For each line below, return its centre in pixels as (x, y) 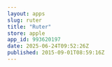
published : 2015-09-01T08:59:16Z (56, 53)
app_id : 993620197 (34, 40)
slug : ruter (24, 20)
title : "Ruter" (29, 27)
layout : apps (26, 14)
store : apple (26, 33)
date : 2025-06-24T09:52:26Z (48, 46)
